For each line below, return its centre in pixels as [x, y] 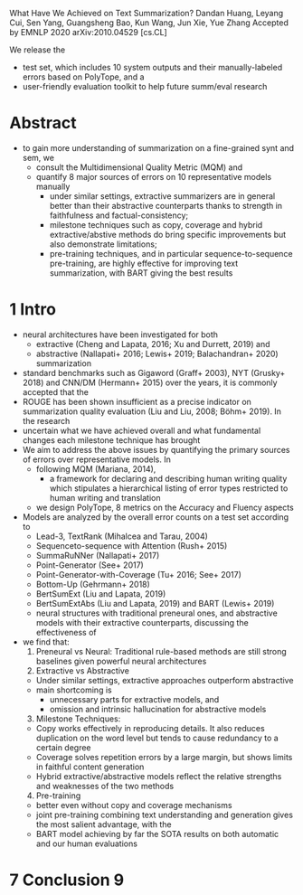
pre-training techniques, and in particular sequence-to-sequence [171, 253]
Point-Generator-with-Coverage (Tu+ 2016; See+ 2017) [139, 574]
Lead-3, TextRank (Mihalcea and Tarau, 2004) [122, 536]
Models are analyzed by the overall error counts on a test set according [156, 517]
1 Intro [33, 310]
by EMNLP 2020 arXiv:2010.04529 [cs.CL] [88, 32]
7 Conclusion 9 [67, 880]
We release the [38, 50]
